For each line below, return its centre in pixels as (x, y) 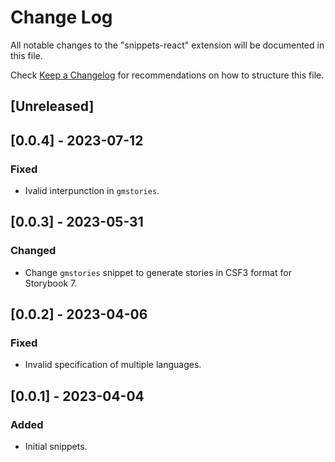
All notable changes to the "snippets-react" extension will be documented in (167, 45)
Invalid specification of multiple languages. (113, 365)
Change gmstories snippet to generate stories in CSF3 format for (158, 272)
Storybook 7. (51, 283)
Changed (33, 251)
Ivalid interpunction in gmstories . (92, 191)
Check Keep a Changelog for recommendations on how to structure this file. (167, 75)
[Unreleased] (52, 106)
